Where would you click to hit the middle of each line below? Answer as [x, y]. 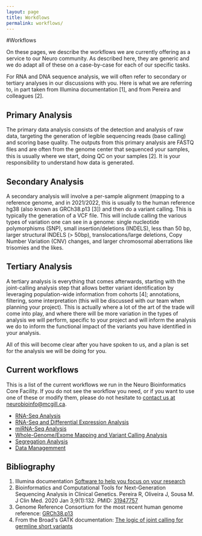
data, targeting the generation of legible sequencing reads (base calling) [96, 136]
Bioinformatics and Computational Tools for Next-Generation [90, 488]
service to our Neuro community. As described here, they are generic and [98, 59]
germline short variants [44, 526]
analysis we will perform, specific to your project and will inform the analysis [101, 320]
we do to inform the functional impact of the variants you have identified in [99, 326]
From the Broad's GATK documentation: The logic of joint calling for [99, 520]
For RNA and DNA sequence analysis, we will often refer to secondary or [96, 77]
